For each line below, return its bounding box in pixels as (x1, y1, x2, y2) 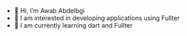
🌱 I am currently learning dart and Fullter (14, 21, 133, 29)
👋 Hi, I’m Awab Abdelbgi (14, 7, 85, 15)
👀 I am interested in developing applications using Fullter (14, 14, 180, 22)
